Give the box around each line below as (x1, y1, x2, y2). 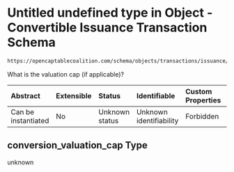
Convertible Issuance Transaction (7, 19, 208, 36)
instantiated (10, 116, 49, 125)
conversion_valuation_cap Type (7, 139, 148, 151)
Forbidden (185, 111, 219, 121)
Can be (10, 107, 35, 116)
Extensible (55, 91, 92, 100)
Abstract (10, 91, 40, 100)
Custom (185, 86, 212, 96)
